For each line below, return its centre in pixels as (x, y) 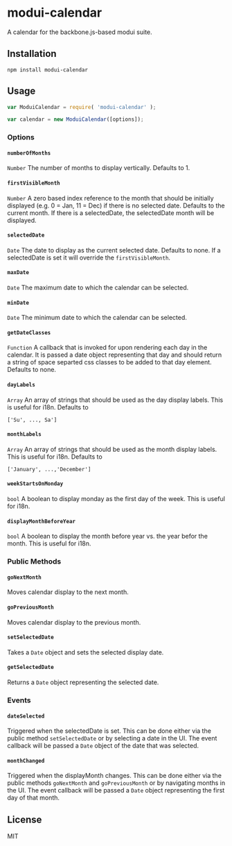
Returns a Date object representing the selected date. (83, 682)
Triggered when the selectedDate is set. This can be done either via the (109, 731)
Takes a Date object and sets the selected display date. (86, 652)
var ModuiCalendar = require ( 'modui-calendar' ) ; (82, 107)
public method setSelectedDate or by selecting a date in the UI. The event (112, 738)
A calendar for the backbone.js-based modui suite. (80, 32)
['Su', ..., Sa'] (32, 420)
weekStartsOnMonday (35, 484)
